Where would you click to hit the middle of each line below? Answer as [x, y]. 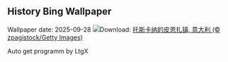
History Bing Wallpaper [59, 12]
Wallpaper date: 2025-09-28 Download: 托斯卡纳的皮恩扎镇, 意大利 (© [114, 29]
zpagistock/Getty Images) [45, 37]
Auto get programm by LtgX [48, 51]
